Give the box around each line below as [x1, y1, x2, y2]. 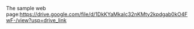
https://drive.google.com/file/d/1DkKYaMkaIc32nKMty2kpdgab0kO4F [19, 11, 188, 18]
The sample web [6, 5, 46, 11]
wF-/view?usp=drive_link [6, 17, 67, 23]
